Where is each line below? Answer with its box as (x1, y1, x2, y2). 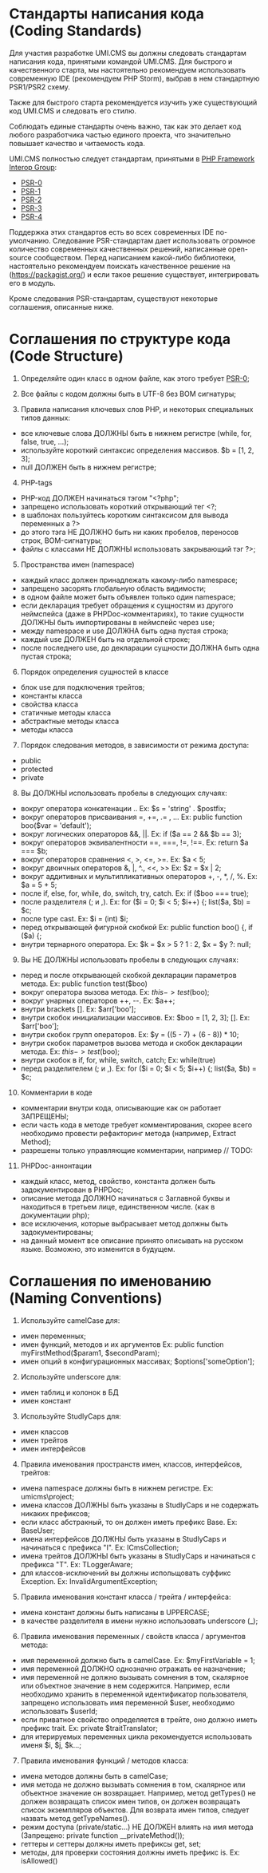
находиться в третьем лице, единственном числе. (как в (20, 1202, 215, 1211)
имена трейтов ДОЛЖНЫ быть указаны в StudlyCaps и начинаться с (20, 1550, 256, 1561)
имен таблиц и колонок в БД (20, 1387, 119, 1397)
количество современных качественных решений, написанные (9, 244, 227, 254)
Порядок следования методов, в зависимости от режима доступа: (20, 740, 250, 750)
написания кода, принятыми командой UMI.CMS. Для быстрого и (9, 57, 233, 66)
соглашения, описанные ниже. (9, 302, 114, 311)
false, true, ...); (20, 437, 69, 446)
